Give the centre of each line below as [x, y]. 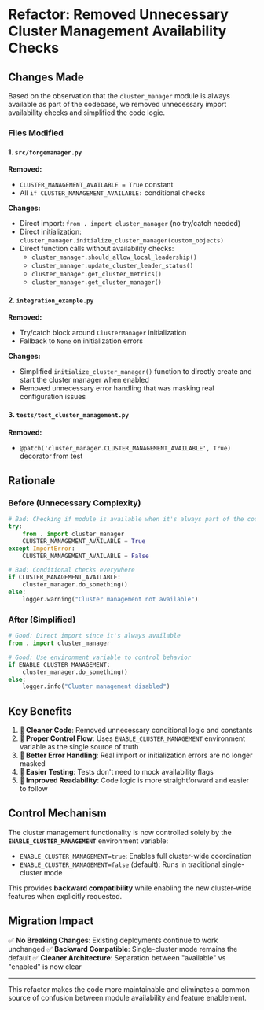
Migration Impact [51, 921]
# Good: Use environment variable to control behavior [100, 657]
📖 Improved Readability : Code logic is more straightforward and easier [134, 780]
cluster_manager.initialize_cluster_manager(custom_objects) [122, 241]
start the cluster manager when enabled [84, 380]
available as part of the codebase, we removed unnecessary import [117, 104]
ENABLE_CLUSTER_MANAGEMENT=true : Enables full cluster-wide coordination [136, 856]
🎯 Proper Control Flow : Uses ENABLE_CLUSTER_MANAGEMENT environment [132, 738]
